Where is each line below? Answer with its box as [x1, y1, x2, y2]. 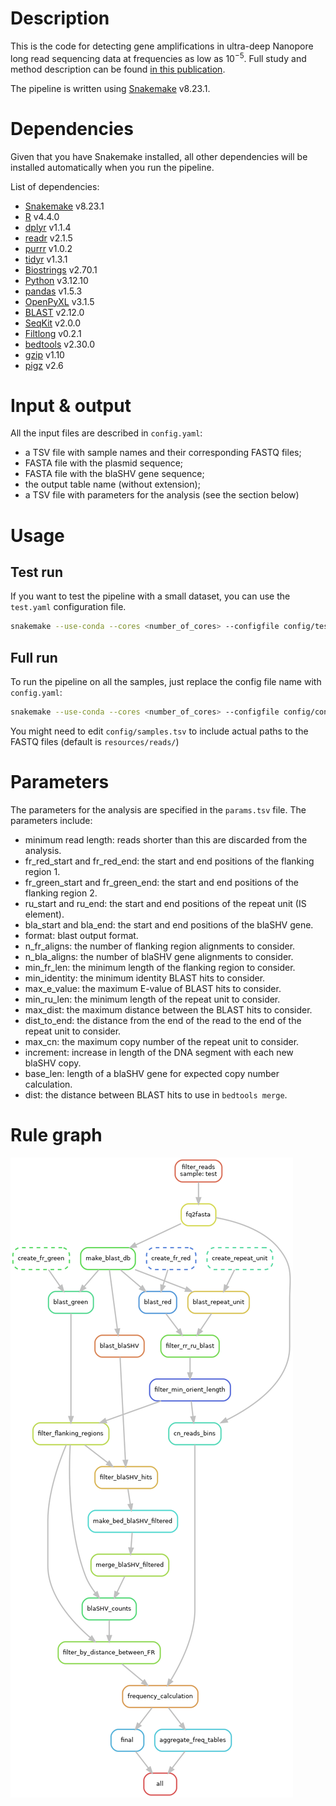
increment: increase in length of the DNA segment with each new [24, 1046, 294, 1058]
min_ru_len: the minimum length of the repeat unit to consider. [24, 993, 281, 1005]
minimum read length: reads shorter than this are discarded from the [24, 833, 308, 846]
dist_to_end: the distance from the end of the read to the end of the [24, 1014, 302, 1026]
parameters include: [10, 814, 93, 826]
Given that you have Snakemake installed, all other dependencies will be [10, 150, 308, 162]
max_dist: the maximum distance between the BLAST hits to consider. [24, 1003, 313, 1016]
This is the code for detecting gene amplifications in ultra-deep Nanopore [10, 40, 314, 52]
